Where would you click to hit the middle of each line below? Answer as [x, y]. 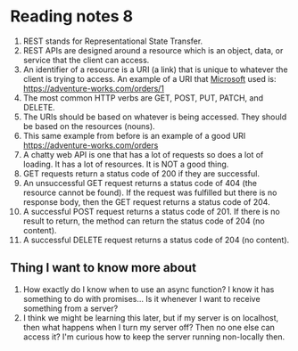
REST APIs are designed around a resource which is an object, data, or [153, 50]
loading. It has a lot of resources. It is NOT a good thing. [126, 164]
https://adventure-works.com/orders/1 [93, 88]
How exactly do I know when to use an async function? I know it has [149, 289]
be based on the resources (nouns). [89, 126]
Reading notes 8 [72, 16]
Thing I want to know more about [103, 268]
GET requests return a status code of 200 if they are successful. [141, 173]
